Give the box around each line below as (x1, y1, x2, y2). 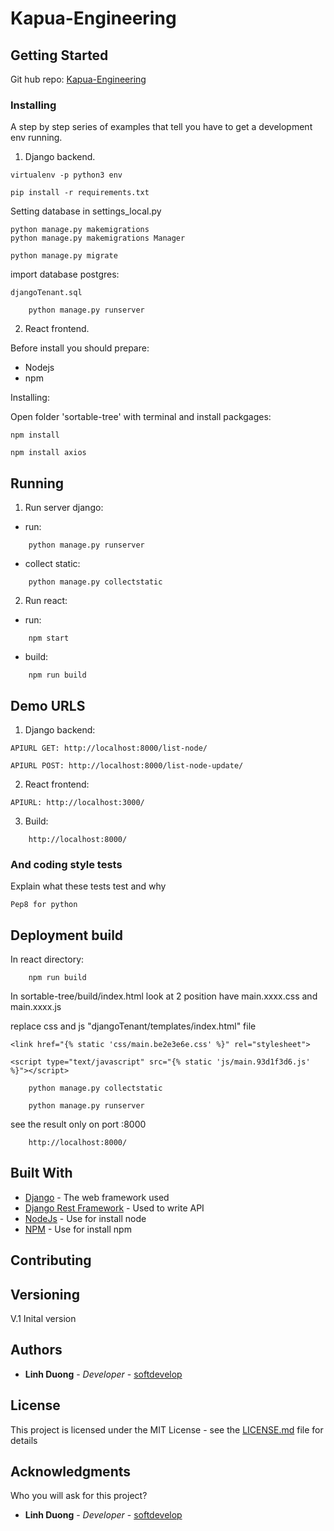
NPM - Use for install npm (24, 1223, 132, 1235)
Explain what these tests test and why (10, 880, 167, 892)
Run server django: (24, 502, 104, 514)
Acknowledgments (10, 1463, 132, 1481)
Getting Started (10, 47, 109, 64)
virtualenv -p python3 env (10, 170, 123, 181)
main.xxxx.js (10, 1001, 62, 1013)
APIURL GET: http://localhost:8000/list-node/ (10, 743, 208, 753)
